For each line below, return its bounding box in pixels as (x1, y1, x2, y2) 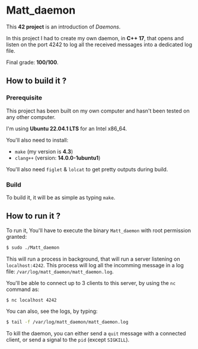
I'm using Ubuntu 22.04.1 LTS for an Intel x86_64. (6, 125, 127, 132)
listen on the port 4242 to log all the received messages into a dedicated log (6, 41, 193, 48)
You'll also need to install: (6, 136, 69, 143)
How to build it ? (6, 76, 67, 86)
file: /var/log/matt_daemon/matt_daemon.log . (6, 268, 114, 275)
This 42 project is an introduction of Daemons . (6, 23, 121, 30)
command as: (6, 286, 40, 293)
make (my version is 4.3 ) (14, 148, 73, 155)
